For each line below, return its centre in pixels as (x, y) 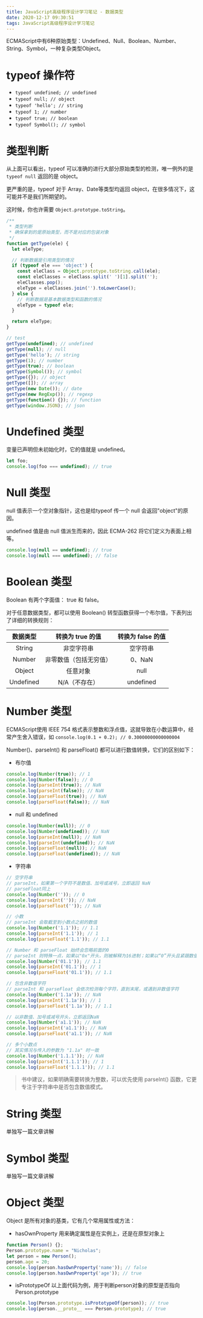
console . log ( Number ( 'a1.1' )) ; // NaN (54, 1022)
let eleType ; (28, 249)
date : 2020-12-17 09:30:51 (40, 18)
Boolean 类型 (39, 582)
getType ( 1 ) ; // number (35, 360)
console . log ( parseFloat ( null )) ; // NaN (56, 848)
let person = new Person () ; (42, 1256)
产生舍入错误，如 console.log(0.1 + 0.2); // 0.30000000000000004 (95, 737)
